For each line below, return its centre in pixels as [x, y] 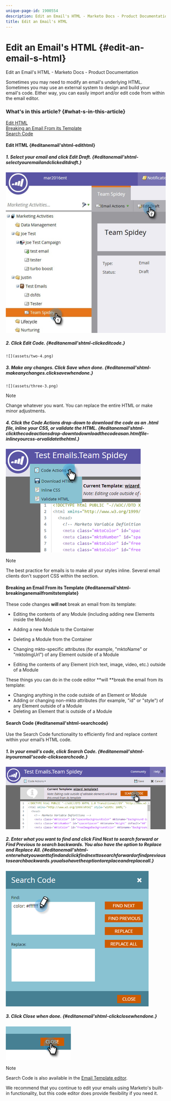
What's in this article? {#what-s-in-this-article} [66, 112]
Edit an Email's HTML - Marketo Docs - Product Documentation [72, 72]
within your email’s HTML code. [39, 740]
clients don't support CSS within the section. [52, 576]
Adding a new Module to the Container [54, 630]
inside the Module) [33, 620]
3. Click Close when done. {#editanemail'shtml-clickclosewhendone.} [81, 1016]
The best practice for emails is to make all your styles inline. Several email [83, 570]
